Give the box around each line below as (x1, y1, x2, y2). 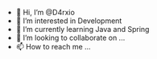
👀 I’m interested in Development (15, 16, 122, 26)
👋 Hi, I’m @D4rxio (15, 8, 75, 17)
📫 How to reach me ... (15, 42, 91, 51)
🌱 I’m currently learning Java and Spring (15, 25, 150, 33)
